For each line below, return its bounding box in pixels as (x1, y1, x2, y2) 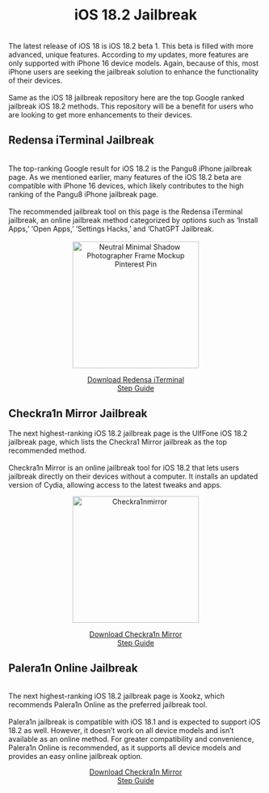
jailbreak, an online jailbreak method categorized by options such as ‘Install (8, 215, 258, 224)
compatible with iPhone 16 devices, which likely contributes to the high (8, 181, 244, 190)
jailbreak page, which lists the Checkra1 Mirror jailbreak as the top (8, 437, 228, 446)
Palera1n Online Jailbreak (8, 661, 138, 675)
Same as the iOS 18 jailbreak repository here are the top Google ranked (8, 92, 245, 102)
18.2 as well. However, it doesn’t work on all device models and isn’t (8, 726, 234, 735)
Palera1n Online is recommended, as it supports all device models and (8, 743, 242, 752)
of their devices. (8, 75, 63, 85)
